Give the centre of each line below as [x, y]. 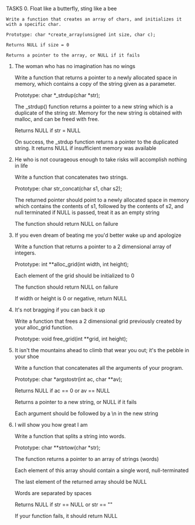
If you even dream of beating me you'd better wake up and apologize [98, 235]
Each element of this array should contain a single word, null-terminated [102, 470]
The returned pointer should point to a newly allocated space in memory [102, 200]
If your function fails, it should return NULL [66, 516]
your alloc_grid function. [44, 327]
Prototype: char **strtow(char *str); [57, 447]
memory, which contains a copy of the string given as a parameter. [95, 84]
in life [21, 166]
